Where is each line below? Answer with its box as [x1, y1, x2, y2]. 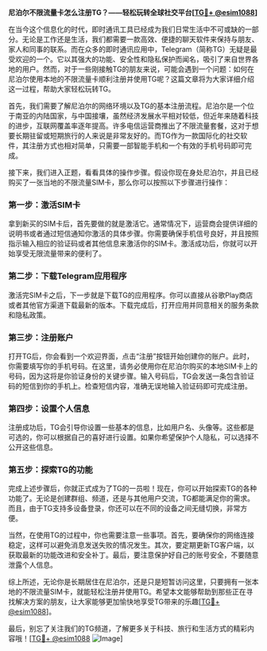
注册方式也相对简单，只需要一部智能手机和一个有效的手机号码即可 [29, 141, 245, 150]
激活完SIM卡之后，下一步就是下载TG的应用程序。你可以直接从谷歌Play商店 [8, 290, 253, 300]
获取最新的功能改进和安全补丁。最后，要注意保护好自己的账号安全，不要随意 [8, 550, 259, 560]
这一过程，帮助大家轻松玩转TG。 [8, 84, 116, 94]
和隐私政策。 [8, 310, 50, 320]
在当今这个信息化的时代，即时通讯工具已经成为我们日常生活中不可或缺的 [8, 25, 245, 34]
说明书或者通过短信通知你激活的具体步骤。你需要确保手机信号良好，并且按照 [8, 229, 259, 238]
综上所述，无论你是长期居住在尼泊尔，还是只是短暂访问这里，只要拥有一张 [8, 577, 252, 587]
